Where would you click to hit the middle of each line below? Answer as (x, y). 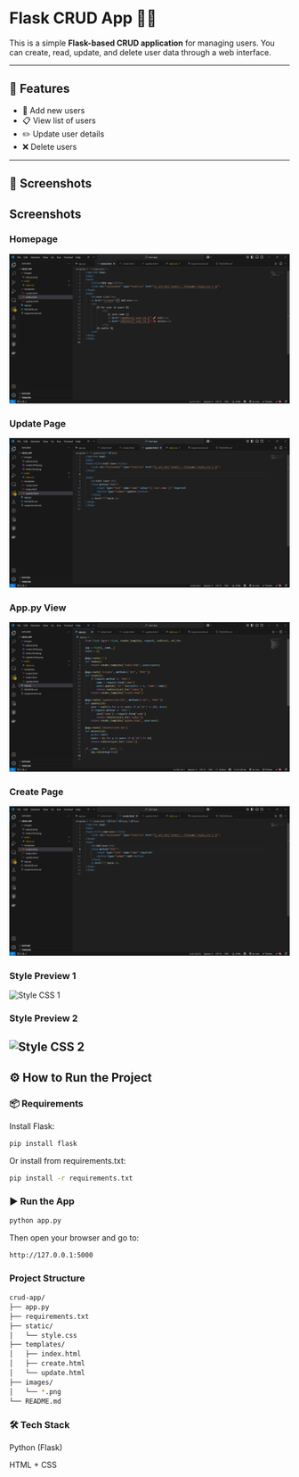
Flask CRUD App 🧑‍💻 (83, 18)
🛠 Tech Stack (40, 1424)
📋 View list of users (59, 120)
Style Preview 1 (43, 975)
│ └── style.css (43, 1335)
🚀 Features (40, 89)
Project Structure (47, 1278)
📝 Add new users (53, 110)
